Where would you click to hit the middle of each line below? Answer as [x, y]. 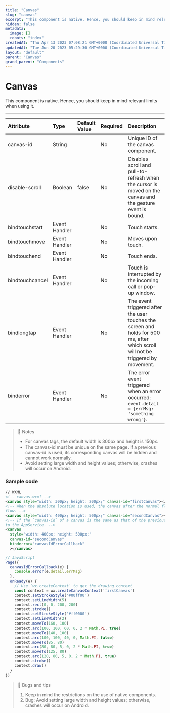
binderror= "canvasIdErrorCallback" [47, 544]
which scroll [142, 345]
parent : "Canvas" [24, 57]
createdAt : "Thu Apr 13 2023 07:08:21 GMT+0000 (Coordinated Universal [82, 43]
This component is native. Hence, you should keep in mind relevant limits [81, 101]
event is [137, 209]
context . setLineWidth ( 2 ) [40, 619]
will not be [140, 352]
